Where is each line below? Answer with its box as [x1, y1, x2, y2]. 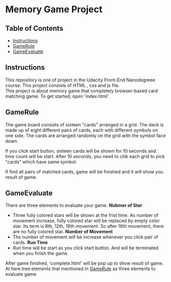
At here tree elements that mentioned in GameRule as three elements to [5, 266, 156, 272]
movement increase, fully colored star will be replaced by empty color [12, 218, 160, 224]
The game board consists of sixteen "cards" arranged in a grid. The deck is [5, 121, 164, 127]
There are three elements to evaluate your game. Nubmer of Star [5, 202, 142, 208]
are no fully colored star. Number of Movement [12, 229, 113, 235]
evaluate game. [5, 271, 38, 277]
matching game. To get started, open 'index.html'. [5, 93, 110, 99]
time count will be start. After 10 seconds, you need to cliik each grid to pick [5, 153, 165, 159]
